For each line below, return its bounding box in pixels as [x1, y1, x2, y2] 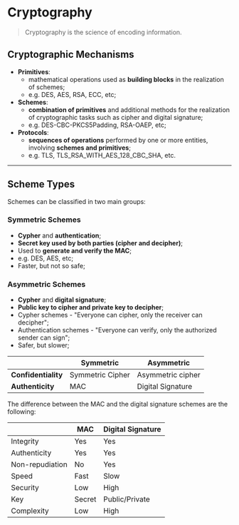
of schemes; [28, 83, 65, 91]
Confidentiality [11, 370, 63, 380]
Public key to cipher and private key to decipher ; [17, 303, 164, 312]
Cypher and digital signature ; [17, 295, 107, 304]
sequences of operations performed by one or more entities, [28, 136, 208, 144]
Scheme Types [7, 178, 75, 190]
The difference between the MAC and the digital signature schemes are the [7, 400, 228, 409]
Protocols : [17, 128, 49, 136]
